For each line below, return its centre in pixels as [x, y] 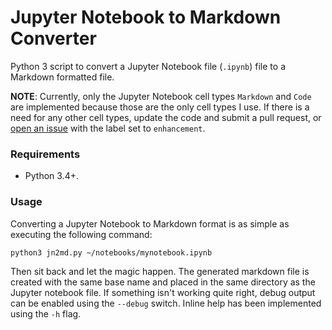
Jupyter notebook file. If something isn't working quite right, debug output [163, 292]
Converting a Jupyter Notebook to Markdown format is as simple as [150, 223]
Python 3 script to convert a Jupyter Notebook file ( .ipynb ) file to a [148, 66]
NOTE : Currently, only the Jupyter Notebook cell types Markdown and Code [161, 96]
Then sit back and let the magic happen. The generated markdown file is [160, 271]
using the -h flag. [46, 313]
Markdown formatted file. [62, 77]
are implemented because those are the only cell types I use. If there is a [160, 107]
